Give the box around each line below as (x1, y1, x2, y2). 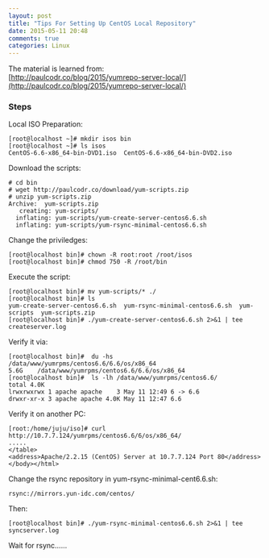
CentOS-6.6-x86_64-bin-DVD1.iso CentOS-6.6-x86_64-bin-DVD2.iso (8, 149, 232, 157)
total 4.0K (8, 381, 45, 389)
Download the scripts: (8, 163, 81, 173)
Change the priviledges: (8, 235, 89, 245)
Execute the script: (8, 272, 71, 282)
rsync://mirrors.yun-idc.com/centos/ (8, 489, 135, 498)
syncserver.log (8, 527, 60, 535)
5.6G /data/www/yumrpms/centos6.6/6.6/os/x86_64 (8, 367, 185, 375)
